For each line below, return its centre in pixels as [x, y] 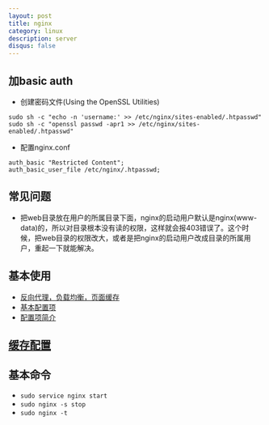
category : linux [36, 31]
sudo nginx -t [44, 413]
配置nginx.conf [45, 147]
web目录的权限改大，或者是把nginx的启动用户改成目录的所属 [143, 238]
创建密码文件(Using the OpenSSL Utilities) [90, 101]
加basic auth [41, 81]
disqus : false [32, 46]
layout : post [30, 16]
